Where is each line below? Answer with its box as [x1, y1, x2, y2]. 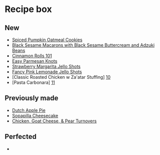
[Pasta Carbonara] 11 [12, 79, 55, 85]
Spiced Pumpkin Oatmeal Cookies [12, 37, 83, 43]
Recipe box [5, 4, 52, 15]
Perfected [5, 132, 37, 141]
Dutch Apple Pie [12, 107, 46, 113]
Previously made [5, 94, 59, 102]
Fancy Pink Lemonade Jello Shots [12, 69, 82, 75]
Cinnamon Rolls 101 [12, 53, 52, 59]
